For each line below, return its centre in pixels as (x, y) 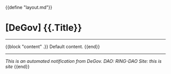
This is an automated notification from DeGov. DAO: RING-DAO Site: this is (83, 61)
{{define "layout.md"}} (29, 7)
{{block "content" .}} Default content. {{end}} (53, 46)
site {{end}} (17, 66)
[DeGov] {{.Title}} (44, 28)
